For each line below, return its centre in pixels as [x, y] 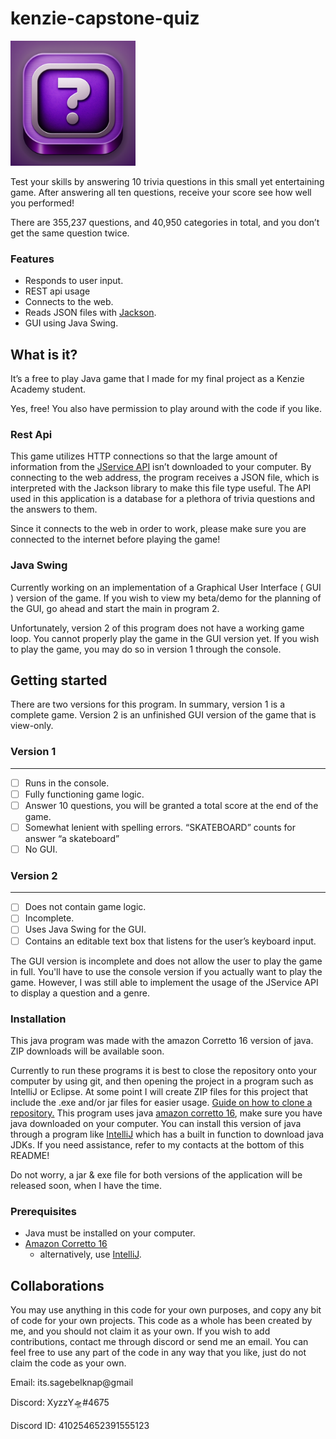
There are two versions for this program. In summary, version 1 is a [148, 704]
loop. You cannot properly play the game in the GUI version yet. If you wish [165, 638]
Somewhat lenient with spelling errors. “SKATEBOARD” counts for [160, 827]
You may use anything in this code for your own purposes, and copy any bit [166, 1310]
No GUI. [41, 849]
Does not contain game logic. [85, 907]
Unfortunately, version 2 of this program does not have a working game [157, 628]
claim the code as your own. [68, 1363]
